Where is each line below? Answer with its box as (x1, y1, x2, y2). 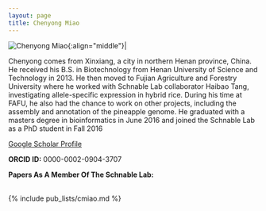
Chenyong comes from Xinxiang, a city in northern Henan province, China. (8, 56, 253, 66)
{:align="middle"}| (67, 40, 127, 50)
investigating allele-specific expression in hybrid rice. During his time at (8, 90, 242, 99)
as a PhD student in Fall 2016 (8, 124, 103, 133)
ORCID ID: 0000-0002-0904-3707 (8, 154, 122, 163)
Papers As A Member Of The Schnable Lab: (8, 170, 154, 179)
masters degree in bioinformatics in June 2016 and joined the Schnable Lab (8, 115, 256, 125)
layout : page (8, 11, 52, 20)
